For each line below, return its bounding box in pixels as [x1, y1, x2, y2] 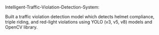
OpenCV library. [5, 24, 38, 30]
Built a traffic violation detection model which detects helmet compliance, [5, 14, 155, 19]
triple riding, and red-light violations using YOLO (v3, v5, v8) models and [5, 19, 153, 25]
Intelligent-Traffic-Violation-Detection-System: [5, 4, 100, 10]
